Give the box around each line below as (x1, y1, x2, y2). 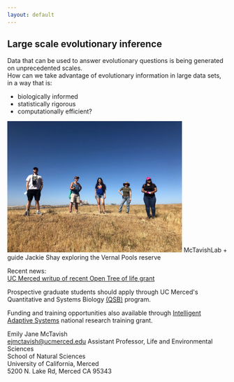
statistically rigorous (17, 100, 76, 108)
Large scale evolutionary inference (7, 38, 163, 50)
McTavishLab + (183, 246, 228, 255)
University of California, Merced (7, 360, 99, 368)
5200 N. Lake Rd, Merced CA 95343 (7, 367, 112, 376)
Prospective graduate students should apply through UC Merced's (7, 288, 198, 297)
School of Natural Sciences (7, 352, 86, 360)
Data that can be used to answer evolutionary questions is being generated (7, 57, 224, 65)
